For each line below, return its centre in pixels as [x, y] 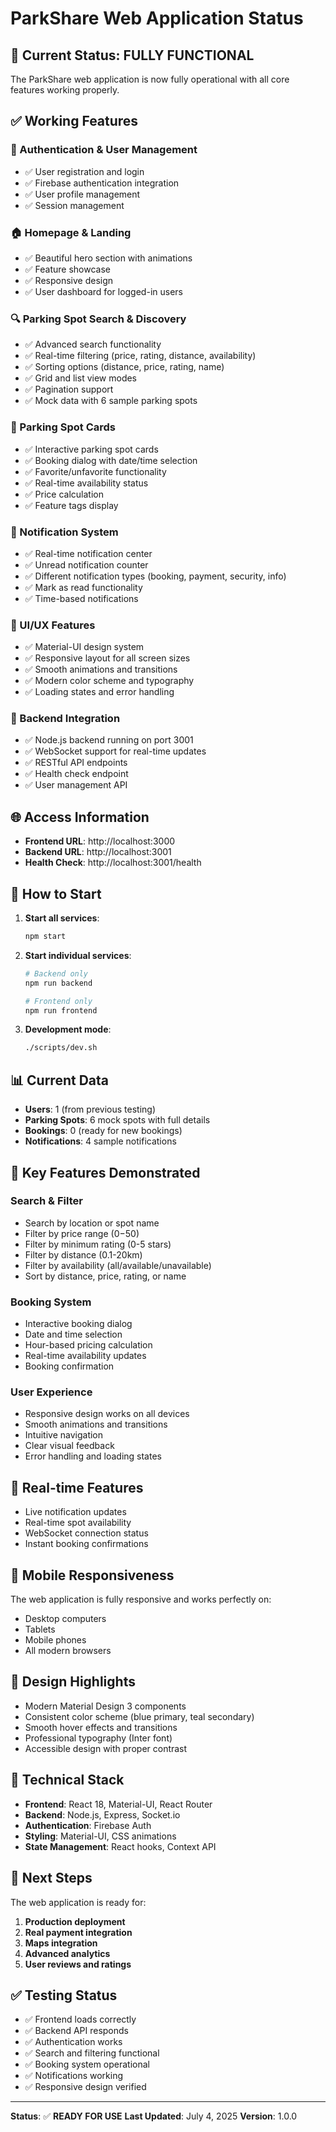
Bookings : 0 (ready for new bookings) [103, 1131]
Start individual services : [78, 955]
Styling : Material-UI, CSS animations [100, 1836]
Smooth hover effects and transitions [101, 1727]
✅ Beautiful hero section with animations [108, 258]
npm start [45, 937]
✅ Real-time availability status [86, 483]
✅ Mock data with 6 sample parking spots [111, 401]
